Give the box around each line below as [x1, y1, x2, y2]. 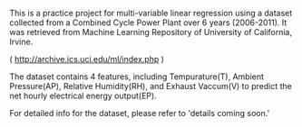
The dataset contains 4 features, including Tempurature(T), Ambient [9, 71, 265, 82]
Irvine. [9, 36, 34, 47]
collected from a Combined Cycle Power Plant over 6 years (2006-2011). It [9, 17, 287, 28]
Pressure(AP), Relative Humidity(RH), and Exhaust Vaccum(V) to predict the [9, 81, 292, 91]
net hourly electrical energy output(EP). [9, 90, 157, 101]
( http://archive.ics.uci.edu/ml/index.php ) [9, 54, 165, 64]
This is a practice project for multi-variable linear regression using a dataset [9, 8, 293, 18]
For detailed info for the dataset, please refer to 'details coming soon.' [9, 108, 270, 118]
